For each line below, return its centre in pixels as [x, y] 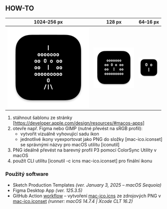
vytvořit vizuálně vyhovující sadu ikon [60, 134]
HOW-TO [20, 8]
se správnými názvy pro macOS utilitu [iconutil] [70, 145]
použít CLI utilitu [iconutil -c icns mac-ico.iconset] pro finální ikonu [82, 161]
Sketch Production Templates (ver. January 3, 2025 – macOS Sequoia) [87, 185]
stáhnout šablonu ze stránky [43, 118]
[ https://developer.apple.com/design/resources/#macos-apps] [78, 123]
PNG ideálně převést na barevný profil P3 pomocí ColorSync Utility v [85, 150]
